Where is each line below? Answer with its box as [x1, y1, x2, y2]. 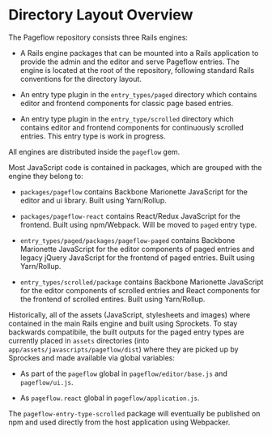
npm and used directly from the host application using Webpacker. [8, 417, 231, 427]
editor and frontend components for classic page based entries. [19, 98, 233, 108]
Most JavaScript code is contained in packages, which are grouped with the [8, 162, 262, 172]
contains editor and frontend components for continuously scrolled [19, 122, 244, 132]
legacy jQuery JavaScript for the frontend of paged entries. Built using [19, 253, 255, 262]
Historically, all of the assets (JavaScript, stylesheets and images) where [8, 309, 251, 319]
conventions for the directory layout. [19, 74, 142, 83]
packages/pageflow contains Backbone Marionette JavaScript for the [19, 186, 249, 196]
